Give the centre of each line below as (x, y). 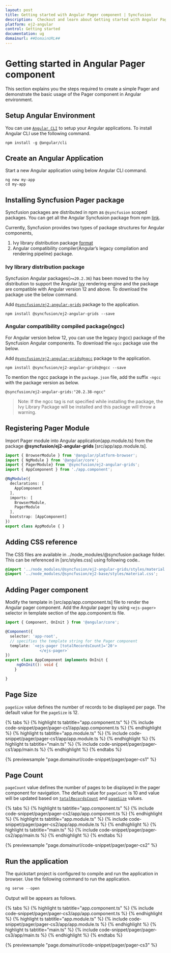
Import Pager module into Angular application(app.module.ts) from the (79, 441)
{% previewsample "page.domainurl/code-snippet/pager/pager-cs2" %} (81, 845)
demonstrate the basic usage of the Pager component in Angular (73, 94)
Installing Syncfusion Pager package (65, 200)
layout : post (19, 10)
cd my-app (16, 184)
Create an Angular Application (54, 158)
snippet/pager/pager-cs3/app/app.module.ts (52, 924)
